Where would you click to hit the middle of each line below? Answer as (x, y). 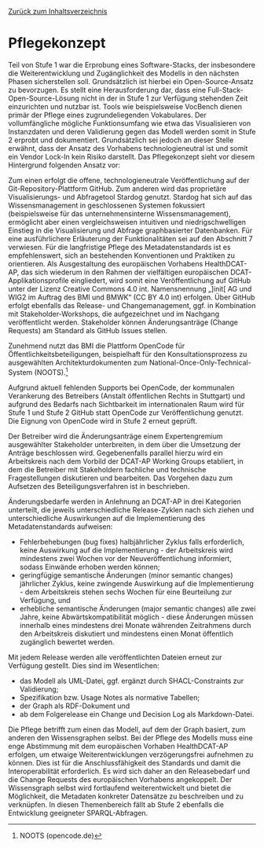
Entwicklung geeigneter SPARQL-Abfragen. (78, 813)
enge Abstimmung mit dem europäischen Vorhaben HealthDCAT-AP (118, 746)
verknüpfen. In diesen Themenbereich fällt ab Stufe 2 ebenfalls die (116, 804)
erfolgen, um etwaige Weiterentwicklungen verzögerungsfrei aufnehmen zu (131, 754)
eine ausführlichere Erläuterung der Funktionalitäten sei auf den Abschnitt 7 (130, 238)
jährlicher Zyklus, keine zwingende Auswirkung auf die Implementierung (136, 583)
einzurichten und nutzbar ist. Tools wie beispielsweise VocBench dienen (125, 106)
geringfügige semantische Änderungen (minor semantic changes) (126, 575)
